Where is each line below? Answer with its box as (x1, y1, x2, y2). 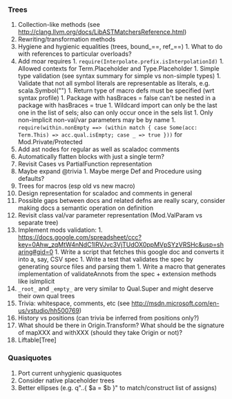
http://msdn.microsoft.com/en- (131, 299, 220, 308)
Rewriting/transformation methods (17, 35, 116, 43)
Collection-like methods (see (17, 21, 101, 29)
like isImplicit (17, 278, 55, 286)
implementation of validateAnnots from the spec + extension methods (17, 270, 217, 278)
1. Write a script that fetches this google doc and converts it (55, 248, 224, 256)
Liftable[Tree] (17, 336, 57, 344)
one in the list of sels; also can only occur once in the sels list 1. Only (17, 108, 213, 117)
